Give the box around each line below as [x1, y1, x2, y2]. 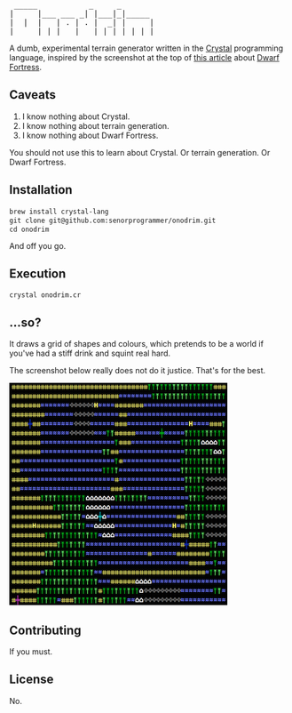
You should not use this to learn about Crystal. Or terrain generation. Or [9, 147, 271, 157]
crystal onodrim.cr [9, 291, 82, 300]
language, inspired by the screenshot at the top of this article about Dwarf [9, 52, 280, 62]
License [9, 672, 54, 687]
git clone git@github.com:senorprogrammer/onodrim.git [9, 216, 217, 225]
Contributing [9, 622, 82, 637]
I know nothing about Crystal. [21, 111, 130, 122]
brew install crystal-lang [9, 207, 109, 216]
